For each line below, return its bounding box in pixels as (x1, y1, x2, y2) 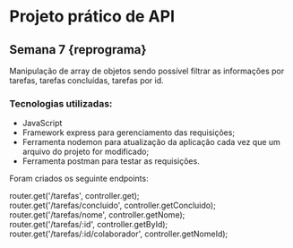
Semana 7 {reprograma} (9, 42, 147, 57)
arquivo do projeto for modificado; (22, 146, 150, 158)
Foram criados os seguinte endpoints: (9, 173, 150, 184)
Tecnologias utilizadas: (9, 97, 113, 109)
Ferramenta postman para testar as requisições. (22, 156, 200, 167)
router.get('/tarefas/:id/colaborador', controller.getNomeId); (9, 228, 228, 239)
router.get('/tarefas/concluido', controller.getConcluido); (9, 200, 217, 211)
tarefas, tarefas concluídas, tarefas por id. (9, 75, 164, 86)
